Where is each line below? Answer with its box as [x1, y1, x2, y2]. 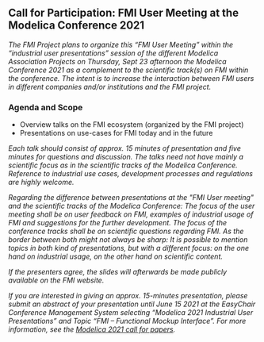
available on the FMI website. [8, 275, 105, 285]
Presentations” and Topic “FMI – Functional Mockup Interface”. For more [8, 317, 247, 326]
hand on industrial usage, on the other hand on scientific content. [8, 252, 224, 261]
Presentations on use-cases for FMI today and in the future [19, 129, 213, 138]
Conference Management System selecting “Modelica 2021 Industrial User [8, 308, 254, 317]
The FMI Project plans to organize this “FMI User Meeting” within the [8, 40, 234, 49]
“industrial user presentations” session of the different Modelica [8, 48, 219, 58]
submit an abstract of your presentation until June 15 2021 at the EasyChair [8, 299, 256, 309]
